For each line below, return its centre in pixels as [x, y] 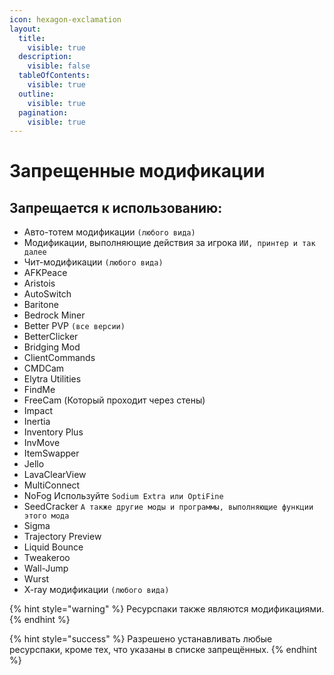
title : [32, 38]
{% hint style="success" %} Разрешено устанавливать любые [141, 639]
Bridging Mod [52, 347]
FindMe [39, 390]
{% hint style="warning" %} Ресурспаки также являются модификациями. [167, 609]
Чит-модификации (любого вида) [93, 262]
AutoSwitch [47, 294]
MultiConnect [52, 485]
